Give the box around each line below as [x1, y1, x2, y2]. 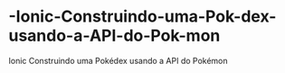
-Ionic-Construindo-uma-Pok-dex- [8, 6, 277, 27]
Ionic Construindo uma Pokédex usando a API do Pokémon [8, 55, 228, 66]
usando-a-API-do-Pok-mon [8, 25, 221, 46]
